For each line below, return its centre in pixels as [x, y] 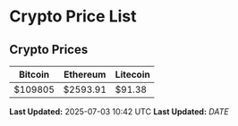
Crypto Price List [73, 17]
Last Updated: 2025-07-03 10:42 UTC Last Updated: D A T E [119, 112]
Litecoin [132, 75]
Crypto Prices [49, 50]
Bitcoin [34, 75]
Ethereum [85, 75]
